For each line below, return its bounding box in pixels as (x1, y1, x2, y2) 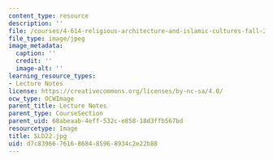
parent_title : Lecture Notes (8, 102, 107, 110)
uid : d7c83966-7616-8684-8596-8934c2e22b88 (8, 139, 158, 148)
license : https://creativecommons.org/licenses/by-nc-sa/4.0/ (8, 86, 223, 95)
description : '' (8, 19, 63, 27)
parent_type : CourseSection (8, 110, 104, 118)
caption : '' (15, 49, 57, 57)
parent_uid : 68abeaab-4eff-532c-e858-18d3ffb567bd (8, 117, 184, 125)
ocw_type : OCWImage (8, 95, 75, 103)
